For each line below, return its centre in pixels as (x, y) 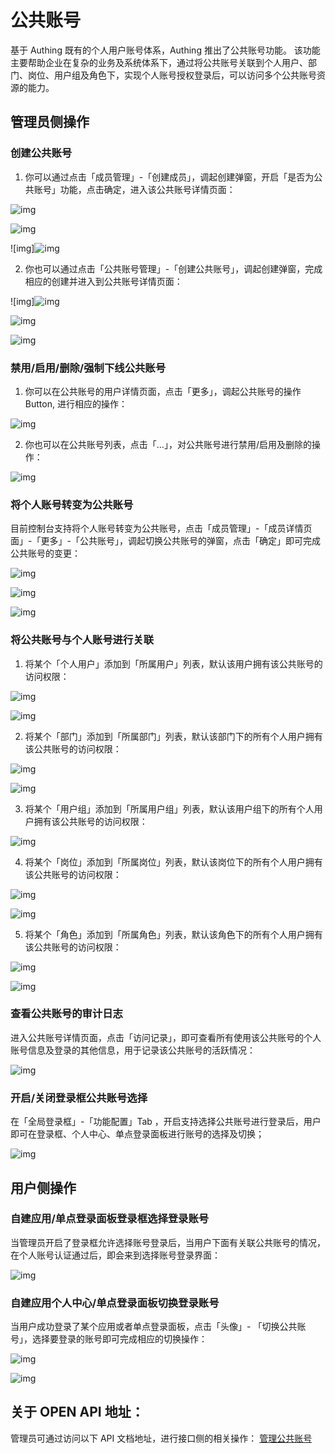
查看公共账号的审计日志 (66, 1014)
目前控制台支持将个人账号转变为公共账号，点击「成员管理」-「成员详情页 (161, 528)
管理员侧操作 (50, 122)
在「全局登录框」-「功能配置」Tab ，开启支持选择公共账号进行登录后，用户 (166, 1122)
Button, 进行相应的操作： (76, 403)
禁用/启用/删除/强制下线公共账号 (88, 368)
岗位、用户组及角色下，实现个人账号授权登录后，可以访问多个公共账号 (172, 75)
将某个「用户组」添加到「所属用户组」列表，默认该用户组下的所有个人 (169, 808)
